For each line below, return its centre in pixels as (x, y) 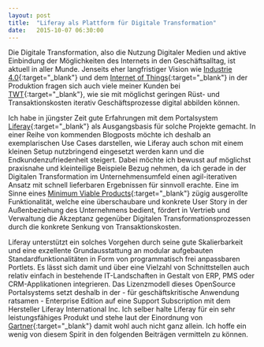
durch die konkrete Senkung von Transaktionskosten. (95, 227)
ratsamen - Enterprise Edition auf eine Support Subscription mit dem (119, 301)
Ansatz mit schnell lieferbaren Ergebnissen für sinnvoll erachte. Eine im (123, 185)
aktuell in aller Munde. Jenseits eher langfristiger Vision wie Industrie (120, 69)
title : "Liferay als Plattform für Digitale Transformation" (112, 23)
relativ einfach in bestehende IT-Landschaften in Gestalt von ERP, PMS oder (131, 276)
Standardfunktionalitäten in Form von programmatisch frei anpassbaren (124, 259)
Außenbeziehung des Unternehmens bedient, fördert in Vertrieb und (119, 211)
